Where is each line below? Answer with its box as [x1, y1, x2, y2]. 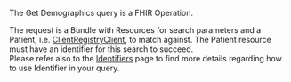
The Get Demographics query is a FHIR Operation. [9, 8, 194, 18]
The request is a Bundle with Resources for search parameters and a [9, 25, 262, 35]
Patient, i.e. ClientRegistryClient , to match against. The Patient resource [9, 35, 271, 45]
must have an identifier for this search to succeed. [9, 44, 194, 54]
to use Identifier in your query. [9, 62, 120, 73]
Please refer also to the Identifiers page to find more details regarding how [9, 53, 282, 63]
